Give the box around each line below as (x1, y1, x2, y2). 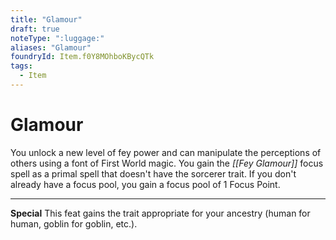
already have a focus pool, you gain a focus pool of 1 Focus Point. (10, 178, 281, 190)
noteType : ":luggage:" (10, 33, 105, 43)
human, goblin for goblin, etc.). (10, 217, 138, 230)
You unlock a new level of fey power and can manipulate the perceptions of (10, 146, 322, 158)
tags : (10, 61, 33, 71)
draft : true (10, 24, 60, 34)
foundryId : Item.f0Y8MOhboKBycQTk (10, 52, 155, 62)
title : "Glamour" (10, 14, 83, 25)
